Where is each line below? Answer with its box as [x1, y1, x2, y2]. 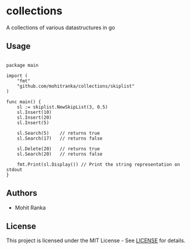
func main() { [6, 98, 42, 105]
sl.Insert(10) [17, 109, 52, 115]
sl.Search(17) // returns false [17, 135, 103, 141]
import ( [6, 73, 28, 79]
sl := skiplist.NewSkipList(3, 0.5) [17, 104, 109, 110]
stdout [6, 166, 23, 172]
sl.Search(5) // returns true [17, 130, 100, 136]
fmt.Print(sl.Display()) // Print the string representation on [17, 161, 180, 168]
